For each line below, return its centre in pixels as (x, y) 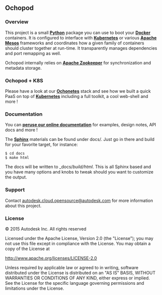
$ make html (17, 158)
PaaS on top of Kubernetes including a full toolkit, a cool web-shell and (77, 96)
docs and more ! (21, 130)
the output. (16, 177)
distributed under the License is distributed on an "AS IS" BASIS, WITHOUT (80, 273)
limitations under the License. (35, 288)
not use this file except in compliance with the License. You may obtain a (78, 243)
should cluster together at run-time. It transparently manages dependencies (81, 48)
